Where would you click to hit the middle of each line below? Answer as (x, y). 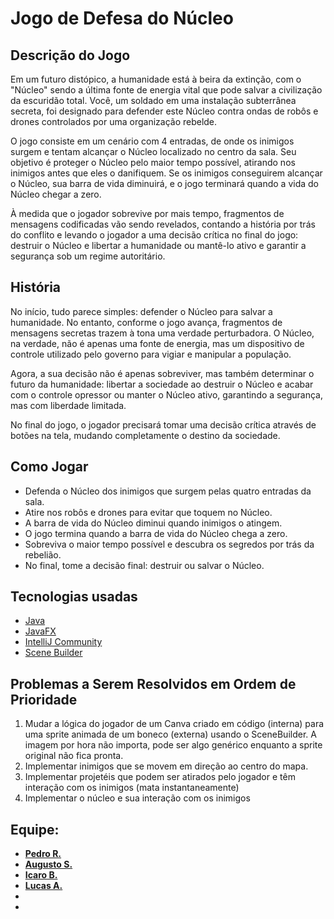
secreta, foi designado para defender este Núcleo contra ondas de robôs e (164, 111)
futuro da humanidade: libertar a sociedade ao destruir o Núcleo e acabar (162, 384)
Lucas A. (43, 886)
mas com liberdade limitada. (68, 405)
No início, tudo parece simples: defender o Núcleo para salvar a (141, 311)
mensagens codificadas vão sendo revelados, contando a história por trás (163, 224)
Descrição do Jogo (70, 55)
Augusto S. (48, 864)
